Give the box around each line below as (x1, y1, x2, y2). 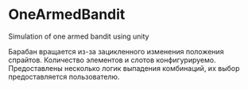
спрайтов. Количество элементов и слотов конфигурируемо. (8, 55, 216, 65)
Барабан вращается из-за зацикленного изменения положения (8, 46, 224, 56)
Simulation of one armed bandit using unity (8, 32, 149, 41)
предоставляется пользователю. (8, 72, 120, 81)
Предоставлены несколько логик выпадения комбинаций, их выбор (8, 63, 240, 72)
